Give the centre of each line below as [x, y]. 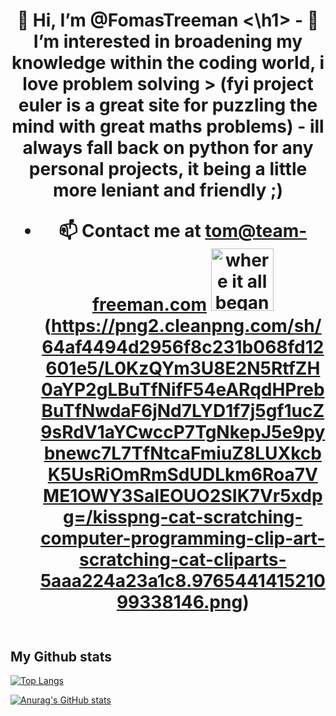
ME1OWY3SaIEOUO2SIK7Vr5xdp [183, 496]
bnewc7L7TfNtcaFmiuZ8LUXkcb [182, 453]
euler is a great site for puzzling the [168, 105]
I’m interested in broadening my [168, 41]
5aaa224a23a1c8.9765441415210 [182, 581]
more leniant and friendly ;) [168, 190]
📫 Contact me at [130, 231]
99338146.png [179, 602]
